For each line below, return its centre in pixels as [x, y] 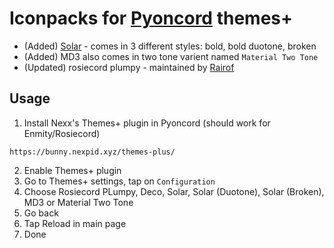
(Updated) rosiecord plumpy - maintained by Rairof [129, 67]
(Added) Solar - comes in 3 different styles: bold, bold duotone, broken [170, 46]
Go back [41, 213]
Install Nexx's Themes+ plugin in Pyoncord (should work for [147, 123]
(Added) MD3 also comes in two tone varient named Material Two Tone [171, 56]
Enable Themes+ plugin [72, 170]
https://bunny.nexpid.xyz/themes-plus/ [92, 152]
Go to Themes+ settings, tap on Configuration [119, 181]
